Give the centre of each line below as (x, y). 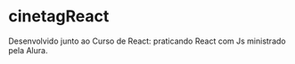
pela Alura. (28, 50)
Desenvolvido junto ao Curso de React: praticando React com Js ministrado (147, 41)
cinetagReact (59, 16)
